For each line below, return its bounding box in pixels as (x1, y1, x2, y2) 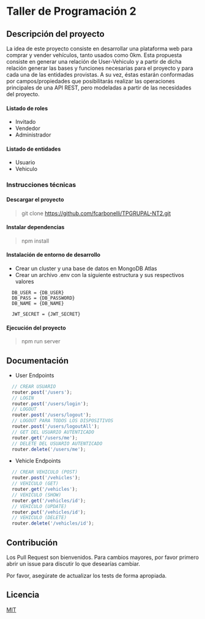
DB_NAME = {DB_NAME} (12, 300, 64, 306)
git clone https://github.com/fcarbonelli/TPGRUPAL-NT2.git (21, 210, 171, 217)
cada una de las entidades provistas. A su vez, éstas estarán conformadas (6, 71, 194, 78)
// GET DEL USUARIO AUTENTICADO (12, 429, 95, 435)
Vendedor (15, 124, 41, 132)
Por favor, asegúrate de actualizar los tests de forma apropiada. (6, 572, 167, 580)
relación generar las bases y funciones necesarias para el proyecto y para (6, 64, 193, 72)
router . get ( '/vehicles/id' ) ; (12, 498, 86, 504)
